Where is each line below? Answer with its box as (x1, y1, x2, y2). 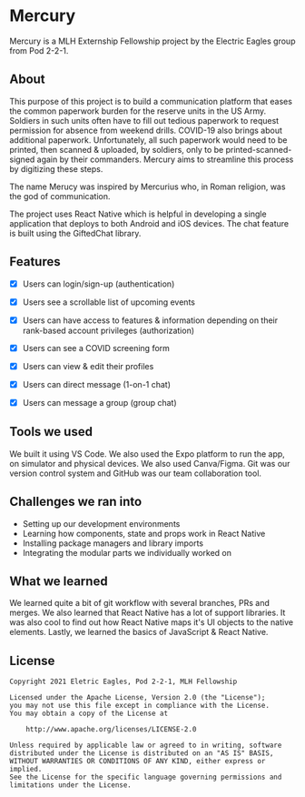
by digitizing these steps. (9, 163, 103, 174)
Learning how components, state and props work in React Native (22, 528, 266, 539)
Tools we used (9, 424, 93, 439)
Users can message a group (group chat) (22, 397, 177, 408)
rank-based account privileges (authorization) (22, 325, 195, 336)
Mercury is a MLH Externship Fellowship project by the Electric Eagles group (9, 35, 296, 46)
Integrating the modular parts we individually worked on (22, 547, 232, 558)
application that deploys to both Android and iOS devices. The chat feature (9, 217, 289, 228)
